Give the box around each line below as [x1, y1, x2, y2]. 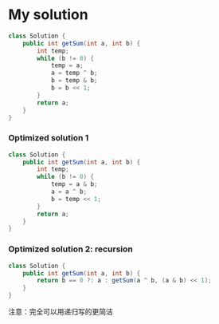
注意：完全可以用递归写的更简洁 [8, 307, 113, 317]
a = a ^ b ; [50, 188, 88, 196]
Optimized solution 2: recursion [8, 243, 133, 255]
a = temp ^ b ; [50, 69, 98, 77]
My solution [8, 6, 89, 24]
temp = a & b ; [50, 180, 98, 188]
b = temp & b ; [50, 77, 98, 85]
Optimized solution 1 [8, 132, 89, 144]
